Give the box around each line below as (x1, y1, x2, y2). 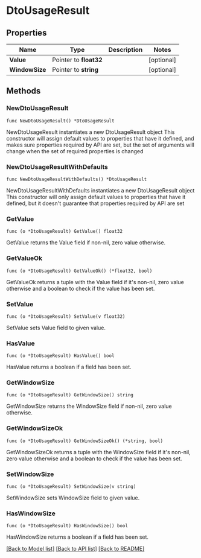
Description (108, 46, 143, 54)
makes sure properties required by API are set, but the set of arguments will (6, 141, 194, 148)
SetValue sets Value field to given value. (6, 324, 106, 331)
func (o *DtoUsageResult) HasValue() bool (6, 353, 115, 359)
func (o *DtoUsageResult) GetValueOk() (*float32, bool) (6, 268, 153, 274)
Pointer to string (52, 66, 98, 74)
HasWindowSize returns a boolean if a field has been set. (6, 533, 149, 541)
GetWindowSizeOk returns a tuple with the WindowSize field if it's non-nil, (6, 448, 191, 455)
